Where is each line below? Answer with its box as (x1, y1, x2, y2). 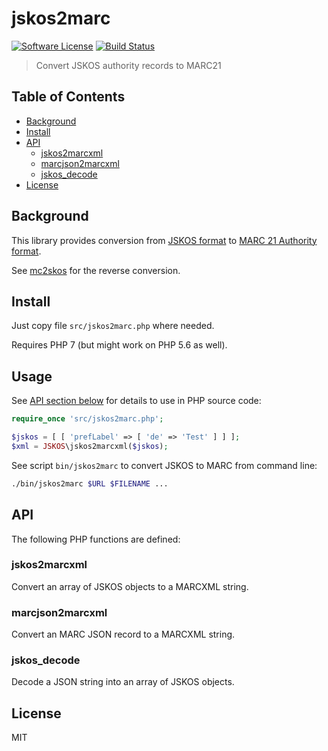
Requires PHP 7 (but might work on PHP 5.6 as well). (11, 339, 228, 351)
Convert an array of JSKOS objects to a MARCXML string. (11, 580, 249, 592)
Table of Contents (11, 88, 126, 106)
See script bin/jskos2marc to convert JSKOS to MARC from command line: (11, 459, 318, 471)
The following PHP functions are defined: (11, 533, 181, 545)
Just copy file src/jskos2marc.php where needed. (11, 320, 215, 332)
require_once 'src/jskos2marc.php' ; (11, 414, 164, 424)
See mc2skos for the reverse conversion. (11, 264, 181, 276)
